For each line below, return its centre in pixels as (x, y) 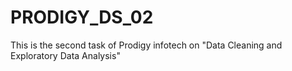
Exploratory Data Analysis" (65, 55)
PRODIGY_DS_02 (82, 17)
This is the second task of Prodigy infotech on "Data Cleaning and (146, 45)
